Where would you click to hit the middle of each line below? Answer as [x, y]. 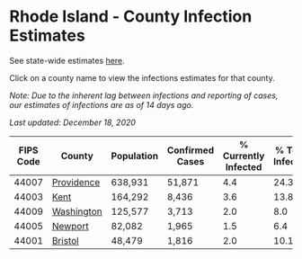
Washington [77, 211]
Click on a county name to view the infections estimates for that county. [142, 77]
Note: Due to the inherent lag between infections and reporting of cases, [144, 95]
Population [135, 156]
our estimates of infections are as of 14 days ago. [102, 104]
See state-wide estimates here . [67, 60]
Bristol [65, 240]
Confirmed [190, 150]
